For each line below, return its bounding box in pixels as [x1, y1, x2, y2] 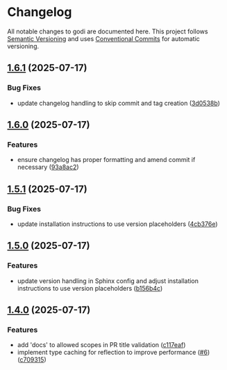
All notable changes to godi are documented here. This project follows [7, 27, 208, 35]
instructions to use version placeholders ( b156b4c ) [17, 284, 163, 292]
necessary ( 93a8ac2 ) [17, 163, 79, 171]
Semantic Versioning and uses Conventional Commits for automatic [7, 34, 200, 42]
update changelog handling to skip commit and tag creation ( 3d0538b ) [17, 99, 220, 107]
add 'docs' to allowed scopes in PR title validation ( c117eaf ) [17, 341, 186, 349]
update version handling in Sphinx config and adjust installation [17, 276, 199, 285]
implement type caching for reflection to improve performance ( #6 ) [17, 348, 210, 357]
